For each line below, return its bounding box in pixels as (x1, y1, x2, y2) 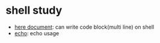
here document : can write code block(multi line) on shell (14, 23, 155, 30)
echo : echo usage (14, 29, 60, 36)
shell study (5, 4, 63, 17)
